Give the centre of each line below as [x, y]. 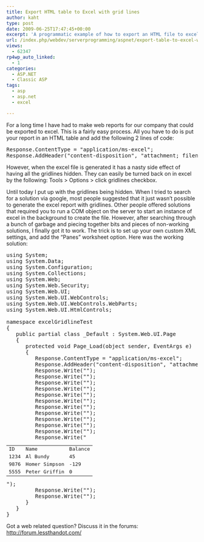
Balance [80, 449]
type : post [20, 23]
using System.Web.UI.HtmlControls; [59, 310]
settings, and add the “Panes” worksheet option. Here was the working [95, 237]
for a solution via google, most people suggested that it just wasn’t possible [101, 198]
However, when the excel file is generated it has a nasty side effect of [93, 167]
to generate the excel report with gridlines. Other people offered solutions [98, 205]
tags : [13, 86]
